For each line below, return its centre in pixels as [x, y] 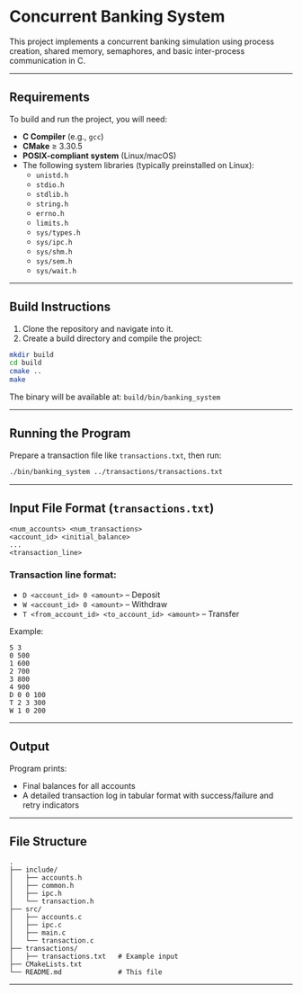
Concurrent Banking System [117, 17]
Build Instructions [60, 307]
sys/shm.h [54, 252]
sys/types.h [58, 233]
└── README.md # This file [86, 972]
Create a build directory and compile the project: [112, 338]
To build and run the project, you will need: [89, 119]
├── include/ [34, 870]
